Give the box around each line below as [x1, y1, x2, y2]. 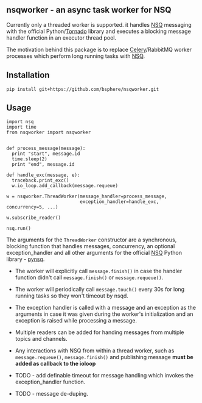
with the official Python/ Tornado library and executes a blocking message [6, 27, 192, 35]
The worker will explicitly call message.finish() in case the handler [15, 268, 183, 275]
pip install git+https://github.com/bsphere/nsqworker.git [6, 86, 159, 92]
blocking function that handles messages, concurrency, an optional [6, 243, 175, 250]
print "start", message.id [12, 151, 80, 157]
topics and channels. [15, 335, 68, 343]
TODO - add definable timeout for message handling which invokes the [15, 372, 193, 379]
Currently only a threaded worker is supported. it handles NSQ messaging [6, 21, 192, 28]
